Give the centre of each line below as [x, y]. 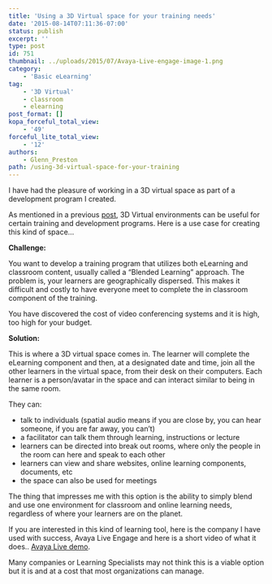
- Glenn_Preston [51, 159]
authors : [23, 152]
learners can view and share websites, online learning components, [133, 464]
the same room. [35, 389]
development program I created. [62, 199]
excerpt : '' [28, 39]
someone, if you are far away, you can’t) [88, 429]
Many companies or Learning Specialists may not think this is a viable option [136, 563]
